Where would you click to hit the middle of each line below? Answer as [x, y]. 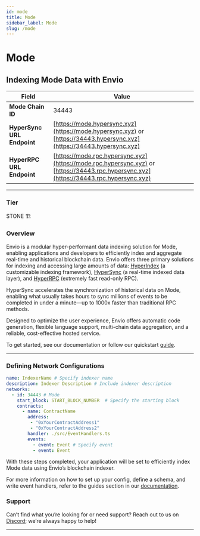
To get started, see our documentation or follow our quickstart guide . [91, 344]
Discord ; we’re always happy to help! [51, 520]
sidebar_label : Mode [32, 23]
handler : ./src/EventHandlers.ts [69, 433]
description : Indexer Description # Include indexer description [89, 384]
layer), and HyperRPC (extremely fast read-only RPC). [72, 278]
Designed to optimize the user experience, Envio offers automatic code [93, 321]
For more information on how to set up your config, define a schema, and [96, 480]
